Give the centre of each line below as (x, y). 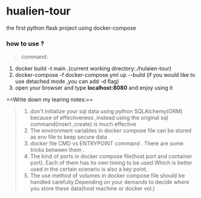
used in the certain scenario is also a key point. (89, 169)
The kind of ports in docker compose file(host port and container (111, 156)
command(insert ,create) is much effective (83, 124)
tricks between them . (57, 150)
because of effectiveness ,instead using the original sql (99, 118)
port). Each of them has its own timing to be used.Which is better (111, 163)
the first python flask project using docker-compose (71, 28)
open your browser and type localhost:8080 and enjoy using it (94, 88)
